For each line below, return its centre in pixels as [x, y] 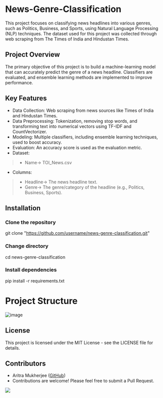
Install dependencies [31, 270]
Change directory [27, 246]
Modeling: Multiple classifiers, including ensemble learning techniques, [85, 137]
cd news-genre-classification [35, 257]
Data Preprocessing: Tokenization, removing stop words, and [75, 121]
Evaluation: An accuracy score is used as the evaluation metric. [77, 147]
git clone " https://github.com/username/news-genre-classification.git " [78, 233]
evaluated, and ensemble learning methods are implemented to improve [79, 77]
